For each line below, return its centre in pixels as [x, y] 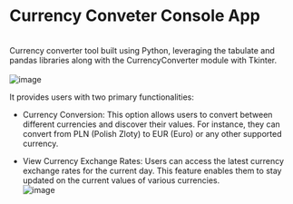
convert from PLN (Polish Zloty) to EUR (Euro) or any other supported [152, 133]
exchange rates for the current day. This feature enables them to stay [152, 170]
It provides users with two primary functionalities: [102, 97]
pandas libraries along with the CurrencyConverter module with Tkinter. [143, 60]
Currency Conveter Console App [135, 16]
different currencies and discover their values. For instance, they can [151, 124]
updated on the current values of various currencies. [121, 180]
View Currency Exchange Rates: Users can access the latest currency [153, 160]
